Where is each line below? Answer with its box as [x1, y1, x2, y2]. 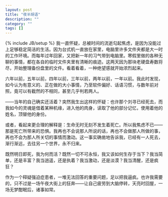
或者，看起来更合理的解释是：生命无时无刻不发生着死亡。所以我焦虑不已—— [5, 122, 163, 128]
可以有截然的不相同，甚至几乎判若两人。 [18, 88, 101, 94]
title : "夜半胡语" [5, 12, 41, 17]
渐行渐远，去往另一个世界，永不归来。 [5, 141, 84, 147]
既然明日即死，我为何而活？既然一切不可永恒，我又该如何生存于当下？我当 [5, 151, 158, 157]
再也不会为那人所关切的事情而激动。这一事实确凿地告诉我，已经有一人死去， [5, 134, 163, 140]
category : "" [5, 21, 32, 26]
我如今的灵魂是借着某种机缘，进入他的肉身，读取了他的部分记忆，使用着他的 [5, 105, 163, 111]
